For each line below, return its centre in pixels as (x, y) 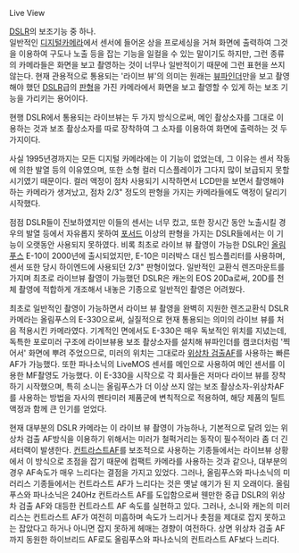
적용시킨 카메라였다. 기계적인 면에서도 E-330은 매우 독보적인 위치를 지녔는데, (153, 331)
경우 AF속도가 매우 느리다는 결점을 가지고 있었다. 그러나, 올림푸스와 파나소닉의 (145, 472)
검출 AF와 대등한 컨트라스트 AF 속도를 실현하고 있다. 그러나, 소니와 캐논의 (146, 506)
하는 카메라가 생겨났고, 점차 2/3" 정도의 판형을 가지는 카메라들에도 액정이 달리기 (148, 192)
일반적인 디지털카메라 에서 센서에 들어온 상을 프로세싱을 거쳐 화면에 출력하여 (141, 42)
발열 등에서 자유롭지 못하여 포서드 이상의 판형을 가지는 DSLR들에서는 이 (150, 233)
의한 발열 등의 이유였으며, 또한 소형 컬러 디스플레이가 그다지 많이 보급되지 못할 (154, 170)
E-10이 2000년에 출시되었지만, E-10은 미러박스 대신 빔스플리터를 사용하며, (155, 256)
